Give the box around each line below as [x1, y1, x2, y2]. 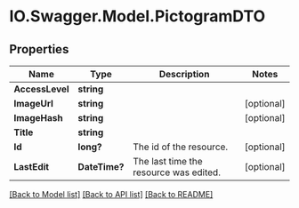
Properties [9, 42, 69, 57]
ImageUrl [13, 98, 53, 109]
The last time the [133, 156, 203, 167]
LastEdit [13, 161, 50, 172]
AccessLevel [13, 83, 69, 95]
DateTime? [77, 161, 125, 172]
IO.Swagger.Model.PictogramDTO [9, 6, 266, 27]
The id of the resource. [133, 140, 229, 153]
